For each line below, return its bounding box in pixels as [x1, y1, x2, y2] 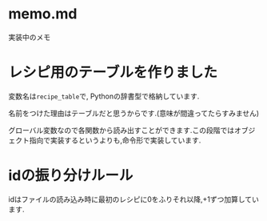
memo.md [8, 5, 78, 23]
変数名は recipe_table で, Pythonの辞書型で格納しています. [8, 91, 200, 101]
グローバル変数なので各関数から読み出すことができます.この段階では [8, 125, 234, 135]
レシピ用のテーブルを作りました [8, 63, 218, 82]
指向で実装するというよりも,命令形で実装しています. [29, 135, 201, 145]
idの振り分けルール [8, 167, 133, 185]
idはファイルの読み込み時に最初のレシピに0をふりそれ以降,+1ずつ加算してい [8, 194, 260, 204]
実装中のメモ [8, 32, 50, 42]
